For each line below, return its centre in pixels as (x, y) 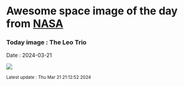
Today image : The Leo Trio (46, 42)
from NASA (35, 24)
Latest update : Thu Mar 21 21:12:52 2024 (49, 78)
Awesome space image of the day (92, 11)
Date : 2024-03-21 (29, 56)
